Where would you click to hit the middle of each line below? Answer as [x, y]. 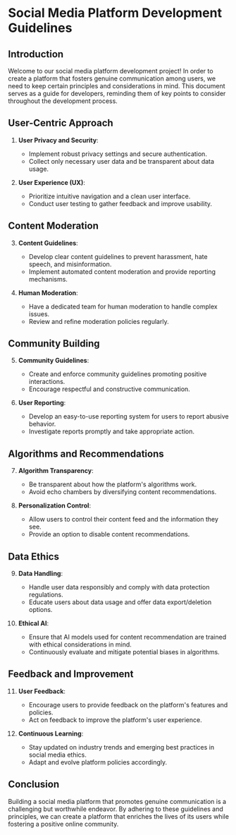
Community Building [54, 344]
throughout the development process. [63, 101]
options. [41, 610]
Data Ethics [33, 557]
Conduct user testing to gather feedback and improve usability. [120, 203]
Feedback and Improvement [71, 674]
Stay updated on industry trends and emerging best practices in [121, 747]
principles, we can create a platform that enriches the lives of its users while [119, 816]
